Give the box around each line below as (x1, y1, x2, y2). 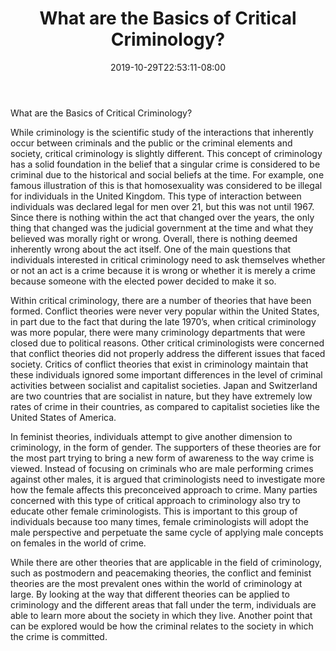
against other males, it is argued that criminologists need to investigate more (10, 473, 326, 485)
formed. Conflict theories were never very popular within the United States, (10, 305, 320, 317)
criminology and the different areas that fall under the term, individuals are (10, 598, 317, 611)
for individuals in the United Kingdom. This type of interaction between (10, 190, 302, 202)
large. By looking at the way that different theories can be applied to (10, 588, 290, 600)
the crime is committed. (10, 630, 108, 642)
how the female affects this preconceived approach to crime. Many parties (10, 483, 318, 496)
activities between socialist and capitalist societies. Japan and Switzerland (10, 379, 318, 391)
